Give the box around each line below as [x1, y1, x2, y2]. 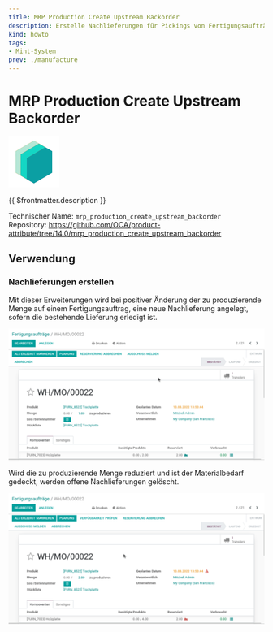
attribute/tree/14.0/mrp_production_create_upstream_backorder [8, 228, 222, 238]
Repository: [8, 219, 47, 229]
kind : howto [8, 30, 49, 38]
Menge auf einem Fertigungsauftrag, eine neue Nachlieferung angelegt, [8, 303, 249, 313]
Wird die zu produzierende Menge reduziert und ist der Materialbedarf [8, 468, 245, 478]
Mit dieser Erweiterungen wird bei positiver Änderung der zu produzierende [8, 295, 262, 305]
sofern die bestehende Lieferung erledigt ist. [8, 312, 158, 322]
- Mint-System [8, 47, 57, 56]
